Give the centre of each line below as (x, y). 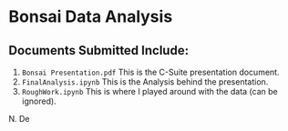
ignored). (39, 101)
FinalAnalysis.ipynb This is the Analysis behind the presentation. (145, 82)
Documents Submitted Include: (98, 50)
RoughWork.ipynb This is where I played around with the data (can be (150, 91)
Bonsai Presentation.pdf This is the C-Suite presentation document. (150, 72)
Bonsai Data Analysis (91, 17)
